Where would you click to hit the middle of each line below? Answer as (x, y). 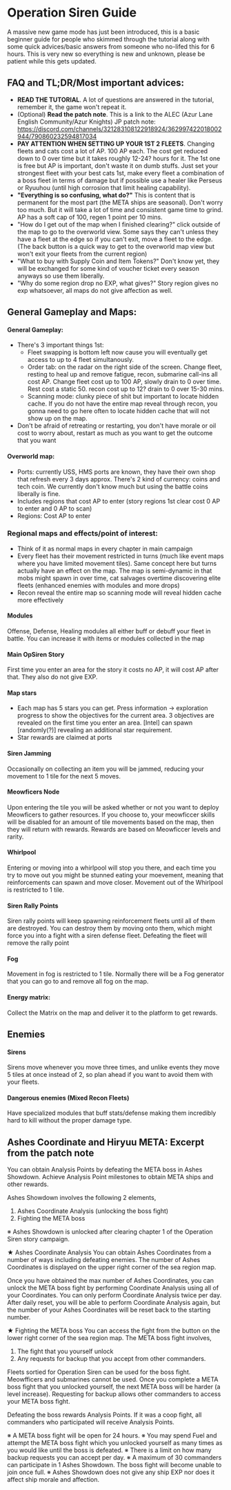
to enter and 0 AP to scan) (54, 508)
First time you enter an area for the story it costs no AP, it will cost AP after (113, 670)
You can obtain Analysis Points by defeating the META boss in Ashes (105, 1169)
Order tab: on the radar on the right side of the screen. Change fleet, (125, 367)
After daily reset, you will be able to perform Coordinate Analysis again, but (114, 1303)
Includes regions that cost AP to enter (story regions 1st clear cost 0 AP (119, 501)
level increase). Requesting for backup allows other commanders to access (114, 1394)
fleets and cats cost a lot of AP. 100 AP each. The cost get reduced (112, 151)
